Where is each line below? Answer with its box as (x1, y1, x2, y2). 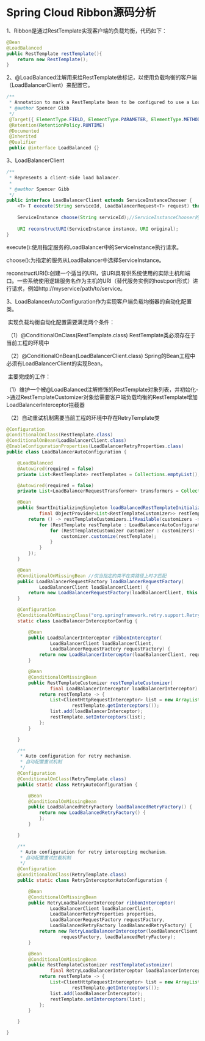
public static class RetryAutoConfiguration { (17, 782, 138, 788)
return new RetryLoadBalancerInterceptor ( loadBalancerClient (38, 928, 198, 935)
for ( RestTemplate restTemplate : (38, 521, 127, 528)
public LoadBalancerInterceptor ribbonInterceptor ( (28, 635, 163, 641)
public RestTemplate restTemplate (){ (6, 50, 103, 57)
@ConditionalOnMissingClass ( (17, 613, 92, 619)
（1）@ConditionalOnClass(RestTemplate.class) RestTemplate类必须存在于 (7, 331, 196, 338)
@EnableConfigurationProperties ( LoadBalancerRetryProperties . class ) (6, 443, 184, 450)
